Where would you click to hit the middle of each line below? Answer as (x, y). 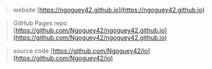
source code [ (33, 51)
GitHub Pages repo (40, 23)
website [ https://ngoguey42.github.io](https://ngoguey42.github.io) (109, 10)
